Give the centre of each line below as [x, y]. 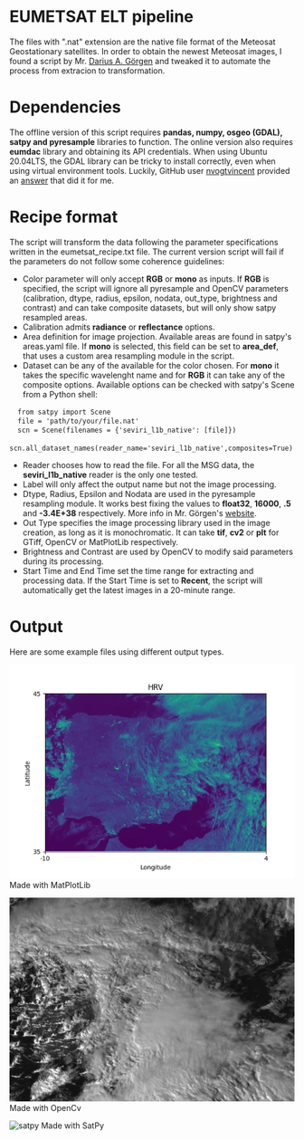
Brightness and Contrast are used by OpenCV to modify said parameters [158, 551]
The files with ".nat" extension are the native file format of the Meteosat [142, 42]
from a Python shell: [60, 394]
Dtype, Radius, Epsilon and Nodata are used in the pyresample [139, 493]
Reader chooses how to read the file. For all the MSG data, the [138, 465]
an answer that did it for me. [62, 180]
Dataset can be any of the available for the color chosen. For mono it [151, 365]
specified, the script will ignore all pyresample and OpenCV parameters [156, 288]
